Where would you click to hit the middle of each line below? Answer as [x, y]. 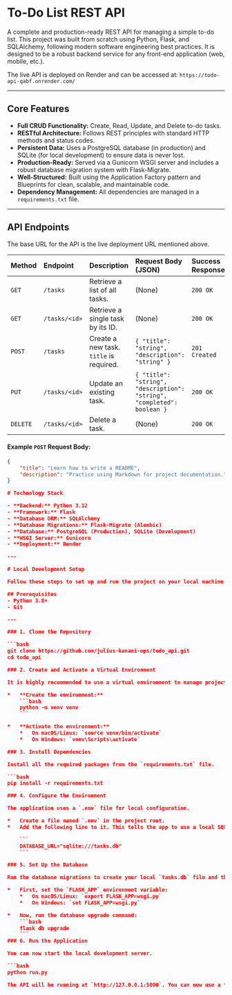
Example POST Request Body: [49, 447]
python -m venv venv [49, 708]
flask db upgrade [45, 928]
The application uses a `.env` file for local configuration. [98, 808]
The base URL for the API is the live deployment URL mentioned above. [108, 244]
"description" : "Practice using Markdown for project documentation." [123, 474]
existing [102, 392]
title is [102, 355]
